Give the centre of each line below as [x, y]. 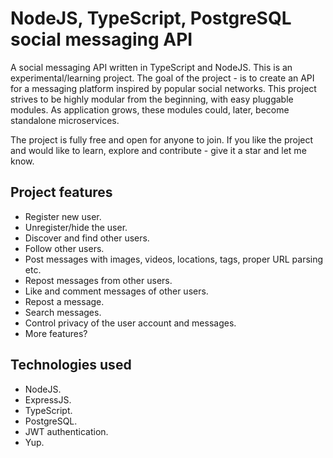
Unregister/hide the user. [76, 227]
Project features [61, 192]
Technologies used [71, 365]
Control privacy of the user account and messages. [130, 323]
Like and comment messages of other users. [116, 291]
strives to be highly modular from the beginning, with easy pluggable [152, 99]
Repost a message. [64, 301]
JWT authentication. [66, 431]
